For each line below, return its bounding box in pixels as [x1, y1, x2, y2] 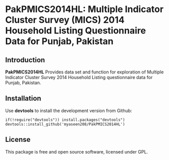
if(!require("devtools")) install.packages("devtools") [5, 117, 125, 122]
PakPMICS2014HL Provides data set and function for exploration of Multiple [5, 69, 164, 75]
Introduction [5, 55, 45, 64]
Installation [5, 94, 41, 103]
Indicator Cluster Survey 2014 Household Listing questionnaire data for [5, 74, 153, 80]
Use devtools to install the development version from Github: [5, 107, 132, 114]
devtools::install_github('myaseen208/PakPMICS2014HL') [5, 122, 125, 127]
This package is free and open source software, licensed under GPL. [5, 148, 148, 154]
